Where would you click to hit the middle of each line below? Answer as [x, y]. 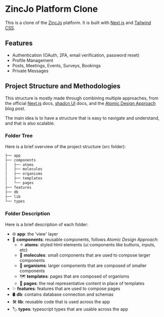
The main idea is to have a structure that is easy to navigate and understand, [82, 118]
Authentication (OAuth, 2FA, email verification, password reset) [76, 55]
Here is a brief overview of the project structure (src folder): [66, 146]
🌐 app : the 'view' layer [35, 234]
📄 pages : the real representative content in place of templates [82, 283]
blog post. [15, 108]
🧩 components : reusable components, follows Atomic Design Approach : [85, 239]
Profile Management [33, 60]
